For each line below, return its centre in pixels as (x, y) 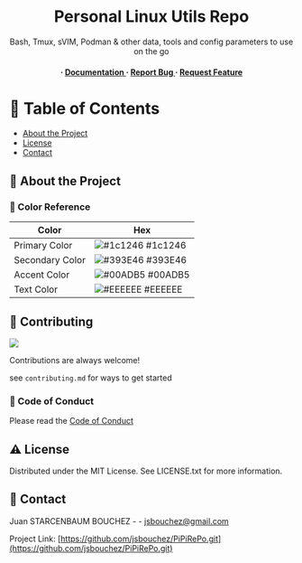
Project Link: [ (35, 539)
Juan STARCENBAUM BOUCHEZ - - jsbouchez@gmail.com (119, 521)
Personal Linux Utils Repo (151, 17)
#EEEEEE (163, 289)
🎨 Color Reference (50, 207)
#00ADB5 (169, 275)
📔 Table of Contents (85, 108)
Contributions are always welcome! (75, 360)
